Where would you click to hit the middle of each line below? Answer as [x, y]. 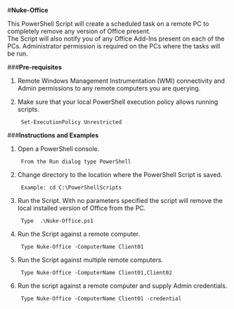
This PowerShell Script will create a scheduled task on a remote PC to [108, 24]
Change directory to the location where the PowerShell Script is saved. [120, 175]
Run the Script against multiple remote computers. [90, 260]
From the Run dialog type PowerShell [76, 162]
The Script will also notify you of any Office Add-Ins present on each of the [116, 39]
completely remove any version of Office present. [79, 31]
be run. [18, 53]
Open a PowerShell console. [58, 149]
